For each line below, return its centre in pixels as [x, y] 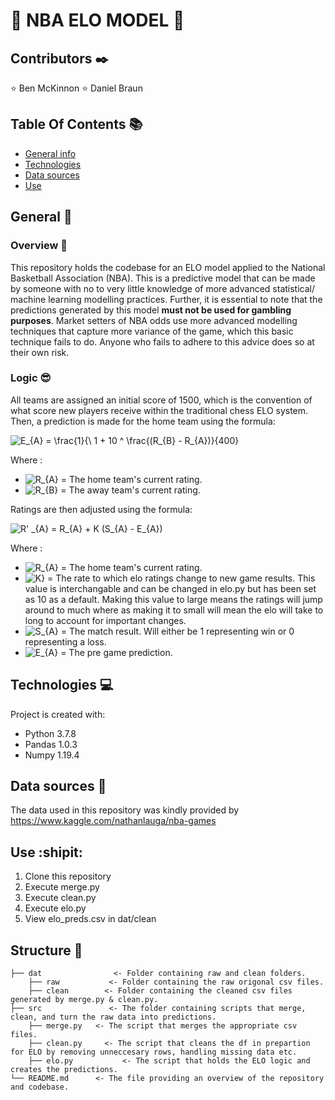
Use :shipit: [46, 852]
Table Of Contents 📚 [76, 124]
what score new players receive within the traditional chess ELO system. [159, 410]
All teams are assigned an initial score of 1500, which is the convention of [161, 400]
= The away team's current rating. [130, 490]
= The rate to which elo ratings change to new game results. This [181, 578]
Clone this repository [68, 876]
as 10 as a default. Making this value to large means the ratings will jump [173, 599]
